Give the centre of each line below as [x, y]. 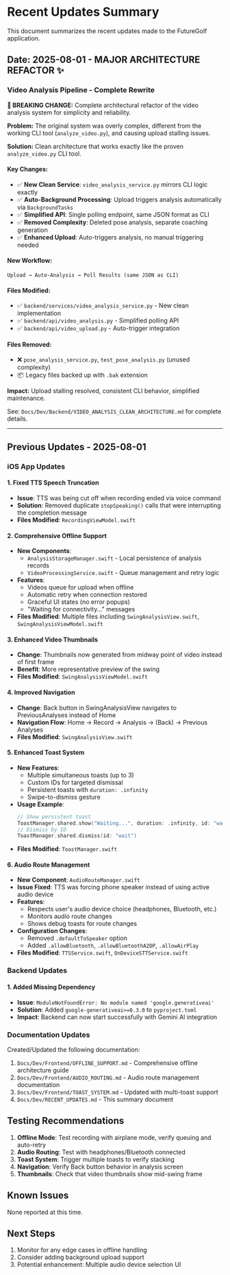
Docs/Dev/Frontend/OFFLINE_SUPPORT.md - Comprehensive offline [107, 1063]
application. [24, 38]
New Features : [38, 768]
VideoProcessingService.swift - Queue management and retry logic [123, 573]
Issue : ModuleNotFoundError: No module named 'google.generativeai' [115, 1002]
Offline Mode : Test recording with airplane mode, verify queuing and [114, 1137]
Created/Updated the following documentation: [74, 1049]
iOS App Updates [36, 466]
